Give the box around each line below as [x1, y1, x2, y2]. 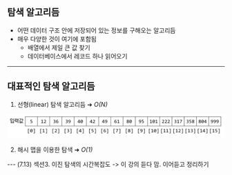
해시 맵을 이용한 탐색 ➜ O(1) [17, 145, 93, 154]
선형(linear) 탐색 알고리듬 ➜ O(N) [17, 100, 108, 108]
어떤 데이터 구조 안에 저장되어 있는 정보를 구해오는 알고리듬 [17, 26, 176, 34]
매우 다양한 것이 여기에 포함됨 [17, 34, 97, 43]
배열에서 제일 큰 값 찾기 [27, 43, 91, 52]
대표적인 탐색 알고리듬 [7, 81, 95, 92]
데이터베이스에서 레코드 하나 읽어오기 [27, 52, 128, 60]
